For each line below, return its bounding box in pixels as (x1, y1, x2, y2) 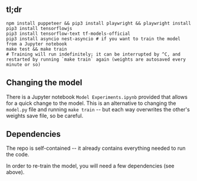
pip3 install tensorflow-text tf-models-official (6, 31, 131, 37)
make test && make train (6, 46, 67, 52)
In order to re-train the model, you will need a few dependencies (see (6, 162, 175, 170)
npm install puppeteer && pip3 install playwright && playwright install (6, 20, 192, 26)
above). (6, 169, 25, 176)
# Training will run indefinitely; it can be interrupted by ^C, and (6, 51, 181, 57)
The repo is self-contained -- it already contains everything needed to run (6, 144, 186, 152)
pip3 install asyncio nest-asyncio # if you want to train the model (6, 35, 181, 42)
